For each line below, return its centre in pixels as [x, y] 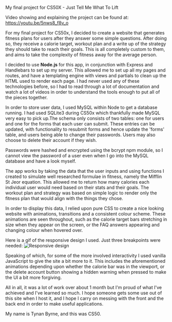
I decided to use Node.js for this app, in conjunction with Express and [79, 65]
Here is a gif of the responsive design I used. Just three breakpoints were [83, 240]
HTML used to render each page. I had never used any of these [72, 81]
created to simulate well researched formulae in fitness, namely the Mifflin [84, 176]
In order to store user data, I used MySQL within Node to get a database [81, 107]
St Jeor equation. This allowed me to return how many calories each [78, 182]
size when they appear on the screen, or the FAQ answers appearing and [83, 225]
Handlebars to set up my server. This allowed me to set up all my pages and [85, 70]
